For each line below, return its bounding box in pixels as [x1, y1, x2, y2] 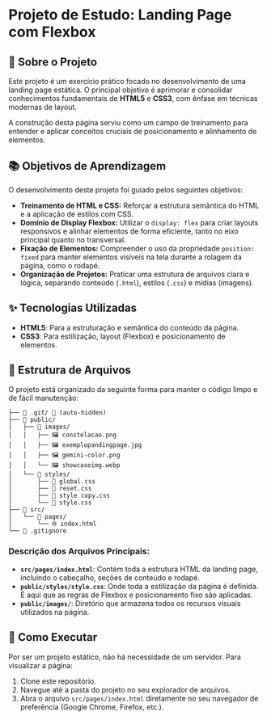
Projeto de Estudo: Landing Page [8, 6, 232, 24]
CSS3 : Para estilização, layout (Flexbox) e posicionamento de [19, 331, 227, 341]
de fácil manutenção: [8, 394, 79, 403]
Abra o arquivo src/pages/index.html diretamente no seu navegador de [19, 693, 259, 703]
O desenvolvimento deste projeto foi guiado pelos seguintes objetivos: [8, 184, 244, 195]
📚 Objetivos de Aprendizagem [8, 159, 167, 173]
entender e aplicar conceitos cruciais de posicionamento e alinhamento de [8, 127, 257, 136]
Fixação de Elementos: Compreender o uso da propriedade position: [19, 243, 255, 253]
